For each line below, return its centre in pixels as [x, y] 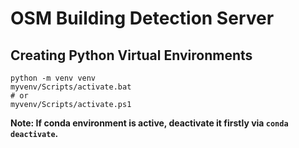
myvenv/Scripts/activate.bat [71, 87]
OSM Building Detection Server [142, 18]
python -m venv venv [53, 78]
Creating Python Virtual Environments [131, 55]
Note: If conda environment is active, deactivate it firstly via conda [149, 123]
